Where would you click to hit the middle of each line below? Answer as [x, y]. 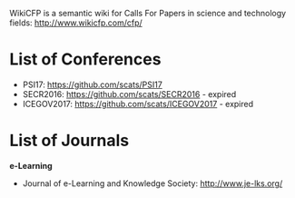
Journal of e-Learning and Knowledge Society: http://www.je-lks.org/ [152, 183]
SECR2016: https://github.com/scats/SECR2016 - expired [129, 94]
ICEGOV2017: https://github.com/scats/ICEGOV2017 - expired [138, 104]
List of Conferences [85, 59]
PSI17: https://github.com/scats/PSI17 [93, 84]
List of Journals [69, 141]
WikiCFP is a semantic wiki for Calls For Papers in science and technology [148, 13]
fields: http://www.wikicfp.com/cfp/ [76, 23]
